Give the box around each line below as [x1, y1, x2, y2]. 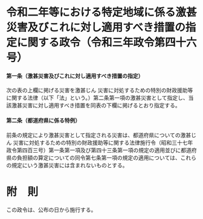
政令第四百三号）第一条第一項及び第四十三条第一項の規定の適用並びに [6, 146, 181, 154]
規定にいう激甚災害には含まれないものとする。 [11, 161, 128, 169]
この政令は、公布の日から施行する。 [6, 206, 97, 213]
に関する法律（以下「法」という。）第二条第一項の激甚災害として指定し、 [6, 94, 188, 101]
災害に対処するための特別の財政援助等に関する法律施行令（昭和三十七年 [13, 139, 193, 146]
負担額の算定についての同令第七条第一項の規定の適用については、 [16, 154, 181, 161]
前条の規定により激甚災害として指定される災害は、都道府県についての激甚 [6, 131, 192, 139]
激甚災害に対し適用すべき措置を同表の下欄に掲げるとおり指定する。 [11, 102, 181, 109]
